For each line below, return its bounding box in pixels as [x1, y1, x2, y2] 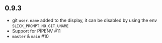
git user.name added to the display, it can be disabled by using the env [12, 17, 157, 23]
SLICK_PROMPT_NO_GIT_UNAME [12, 23, 69, 28]
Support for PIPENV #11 [12, 27, 61, 34]
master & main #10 [12, 33, 49, 39]
